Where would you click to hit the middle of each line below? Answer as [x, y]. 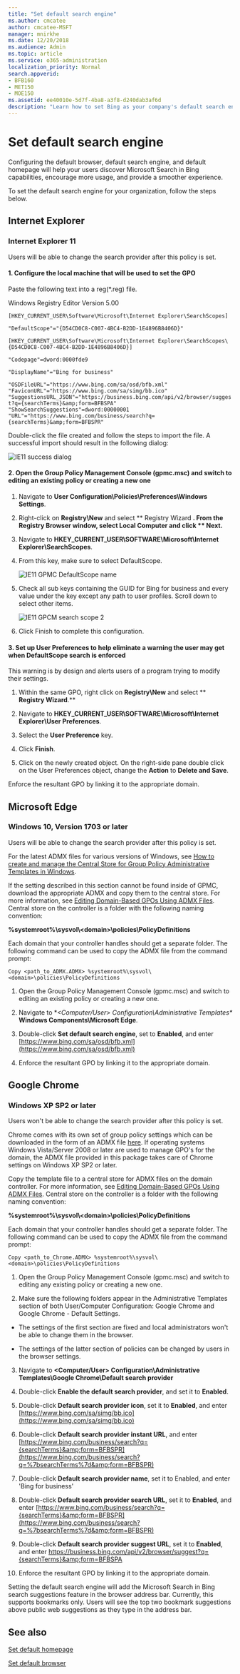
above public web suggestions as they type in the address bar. [100, 1610]
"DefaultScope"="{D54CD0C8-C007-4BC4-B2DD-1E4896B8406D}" [96, 328]
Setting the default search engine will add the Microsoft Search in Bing [112, 1587]
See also [27, 1632]
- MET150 [21, 87]
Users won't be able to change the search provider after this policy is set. [116, 1121]
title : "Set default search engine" [62, 14]
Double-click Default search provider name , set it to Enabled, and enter [124, 1478]
